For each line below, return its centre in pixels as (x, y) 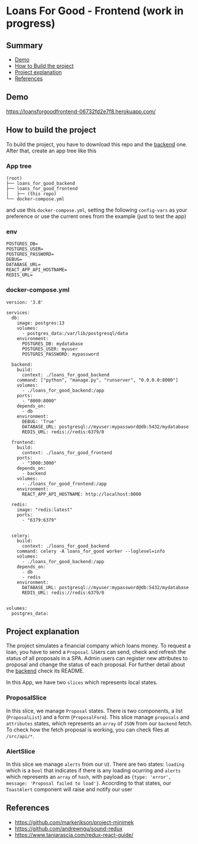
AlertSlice (21, 751)
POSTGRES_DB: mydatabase (52, 344)
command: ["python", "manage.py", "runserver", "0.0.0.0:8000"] (98, 380)
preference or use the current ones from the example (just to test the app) (96, 216)
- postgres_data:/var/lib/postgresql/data (75, 333)
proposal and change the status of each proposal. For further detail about (95, 664)
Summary (25, 45)
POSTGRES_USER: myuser (50, 349)
